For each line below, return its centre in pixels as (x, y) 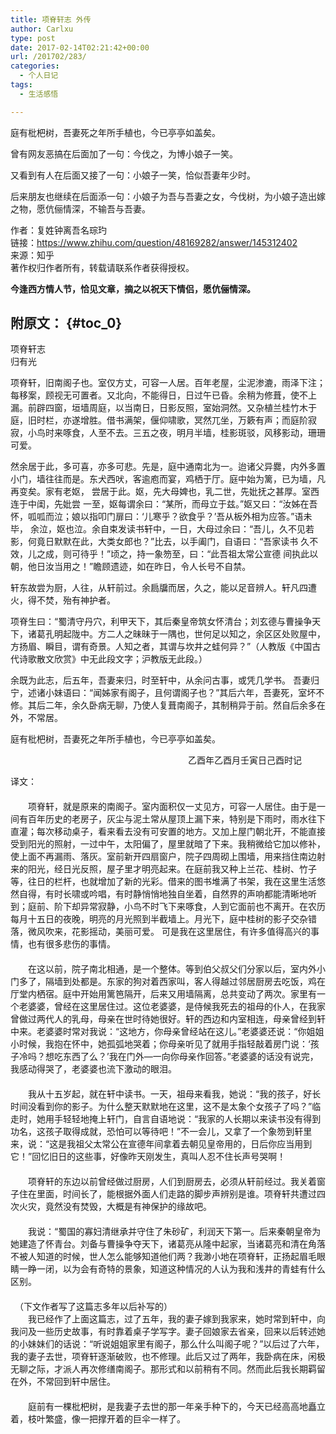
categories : (35, 66)
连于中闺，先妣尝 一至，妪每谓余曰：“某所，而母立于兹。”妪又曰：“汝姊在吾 (164, 504)
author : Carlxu (42, 29)
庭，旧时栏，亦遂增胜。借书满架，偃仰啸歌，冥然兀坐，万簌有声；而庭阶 (159, 420)
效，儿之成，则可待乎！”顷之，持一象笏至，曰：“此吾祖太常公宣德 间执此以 (164, 554)
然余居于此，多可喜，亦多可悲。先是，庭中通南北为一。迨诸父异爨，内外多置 (168, 467)
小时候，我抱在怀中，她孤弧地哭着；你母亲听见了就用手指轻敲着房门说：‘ (160, 1044)
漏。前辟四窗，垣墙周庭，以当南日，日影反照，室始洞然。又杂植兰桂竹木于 (163, 408)
